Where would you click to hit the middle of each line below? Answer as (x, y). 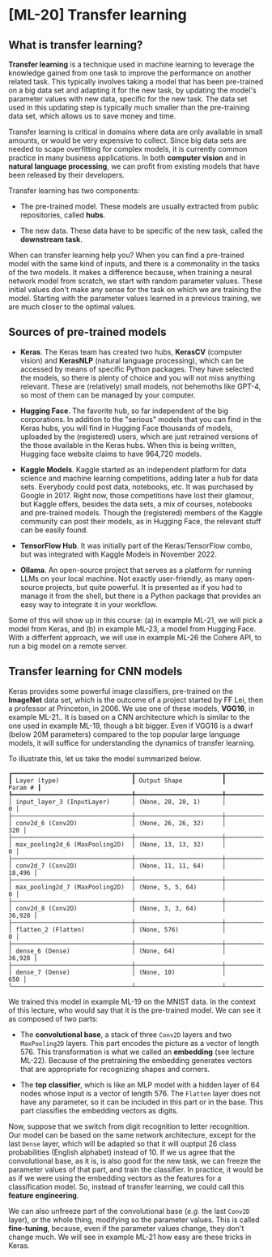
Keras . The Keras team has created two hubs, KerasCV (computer (131, 351)
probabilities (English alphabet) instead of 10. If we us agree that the (122, 1152)
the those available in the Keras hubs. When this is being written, (128, 445)
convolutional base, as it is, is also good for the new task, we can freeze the (135, 1160)
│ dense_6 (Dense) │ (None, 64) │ (117, 951)
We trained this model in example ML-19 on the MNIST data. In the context (132, 1001)
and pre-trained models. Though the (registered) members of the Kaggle (141, 512)
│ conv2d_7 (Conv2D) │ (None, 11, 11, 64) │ (117, 866)
